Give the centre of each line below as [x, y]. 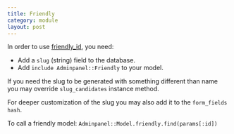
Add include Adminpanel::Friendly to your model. [91, 68]
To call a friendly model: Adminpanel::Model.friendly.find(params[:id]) [112, 123]
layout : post [26, 27]
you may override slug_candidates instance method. [84, 89]
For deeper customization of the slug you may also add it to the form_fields [117, 102]
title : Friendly [31, 14]
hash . [15, 110]
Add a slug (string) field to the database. [76, 60]
